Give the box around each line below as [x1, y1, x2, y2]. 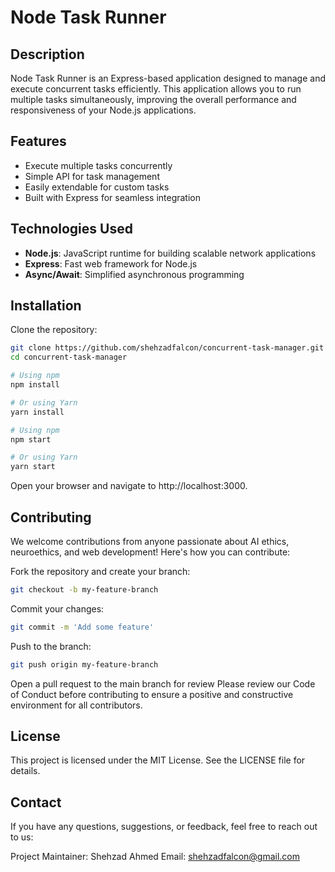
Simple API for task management [24, 170, 160, 182]
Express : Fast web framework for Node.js [24, 257, 198, 270]
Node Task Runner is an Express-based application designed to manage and [10, 72, 326, 84]
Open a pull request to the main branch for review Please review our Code [10, 677, 316, 690]
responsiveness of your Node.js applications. [10, 104, 197, 116]
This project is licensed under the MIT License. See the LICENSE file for [10, 754, 306, 766]
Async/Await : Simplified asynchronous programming [24, 268, 245, 280]
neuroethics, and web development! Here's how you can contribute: [10, 546, 291, 558]
